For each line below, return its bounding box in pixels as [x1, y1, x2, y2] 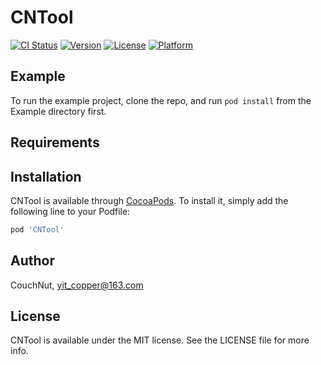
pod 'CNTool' [10, 224, 65, 235]
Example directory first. [10, 105, 107, 117]
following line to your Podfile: [10, 205, 131, 217]
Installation [10, 168, 82, 185]
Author [10, 252, 55, 270]
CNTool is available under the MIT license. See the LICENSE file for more [10, 334, 310, 346]
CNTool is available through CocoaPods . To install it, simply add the [10, 194, 289, 206]
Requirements [10, 134, 100, 151]
